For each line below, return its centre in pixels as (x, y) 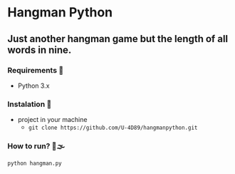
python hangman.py (35, 164)
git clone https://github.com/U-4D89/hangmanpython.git (113, 128)
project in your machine (52, 120)
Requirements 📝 (36, 70)
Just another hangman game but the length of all (118, 39)
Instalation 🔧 (30, 104)
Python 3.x (33, 86)
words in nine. (40, 50)
